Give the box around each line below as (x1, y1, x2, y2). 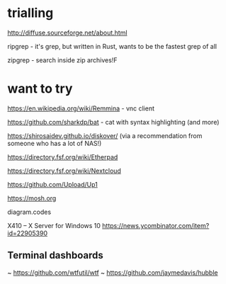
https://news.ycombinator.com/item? (102, 221, 210, 229)
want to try (7, 81, 73, 97)
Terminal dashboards (7, 249, 104, 261)
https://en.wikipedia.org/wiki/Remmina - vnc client (7, 104, 154, 113)
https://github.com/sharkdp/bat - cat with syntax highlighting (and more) (7, 118, 220, 126)
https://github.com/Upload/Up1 (7, 180, 98, 188)
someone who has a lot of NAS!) (7, 139, 102, 147)
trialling (7, 5, 54, 21)
